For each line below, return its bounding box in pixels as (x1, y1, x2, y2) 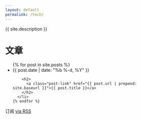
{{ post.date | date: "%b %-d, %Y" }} (12, 67, 90, 73)
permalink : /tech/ (5, 12, 44, 17)
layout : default (5, 7, 39, 13)
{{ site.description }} (5, 26, 48, 32)
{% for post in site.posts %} (12, 62, 70, 68)
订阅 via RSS (5, 108, 31, 114)
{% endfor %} (12, 99, 40, 104)
